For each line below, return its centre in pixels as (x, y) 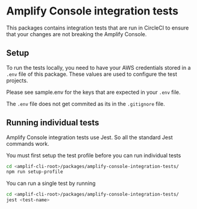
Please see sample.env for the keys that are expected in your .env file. (93, 92)
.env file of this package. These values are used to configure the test (92, 74)
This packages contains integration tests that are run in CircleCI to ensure (98, 28)
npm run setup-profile (35, 172)
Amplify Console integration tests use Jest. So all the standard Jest (89, 137)
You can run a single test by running (51, 183)
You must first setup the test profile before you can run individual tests (94, 155)
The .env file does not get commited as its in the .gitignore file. (86, 104)
